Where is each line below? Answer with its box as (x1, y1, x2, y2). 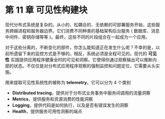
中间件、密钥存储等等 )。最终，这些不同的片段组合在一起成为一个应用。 (5, 34, 150, 40)
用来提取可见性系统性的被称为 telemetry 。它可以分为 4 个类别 (5, 79, 131, 85)
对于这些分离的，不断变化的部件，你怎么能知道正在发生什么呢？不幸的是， (5, 44, 156, 50)
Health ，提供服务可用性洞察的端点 (12, 108, 82, 114)
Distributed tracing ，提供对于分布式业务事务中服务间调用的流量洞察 (12, 89, 151, 96)
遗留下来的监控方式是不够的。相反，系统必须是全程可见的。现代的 (13, 50, 147, 57)
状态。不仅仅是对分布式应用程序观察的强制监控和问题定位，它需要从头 (13, 62, 156, 69)
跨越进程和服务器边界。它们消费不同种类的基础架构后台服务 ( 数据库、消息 (9, 28, 160, 33)
